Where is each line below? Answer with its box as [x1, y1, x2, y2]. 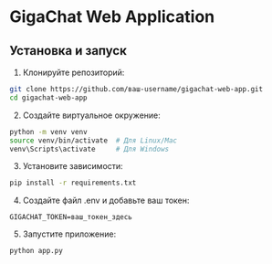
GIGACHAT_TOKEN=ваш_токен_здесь [9, 213, 132, 222]
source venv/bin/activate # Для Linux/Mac [9, 135, 178, 145]
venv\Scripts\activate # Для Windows [9, 144, 170, 153]
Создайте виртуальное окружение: [22, 110, 162, 121]
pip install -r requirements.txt [9, 178, 137, 188]
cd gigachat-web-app [9, 93, 89, 102]
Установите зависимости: [22, 161, 123, 172]
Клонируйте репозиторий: [22, 67, 125, 78]
